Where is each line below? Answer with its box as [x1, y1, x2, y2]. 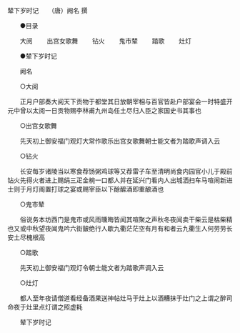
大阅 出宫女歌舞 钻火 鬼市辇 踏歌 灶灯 [19, 36, 191, 45]
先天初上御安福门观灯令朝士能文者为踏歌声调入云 [19, 264, 164, 272]
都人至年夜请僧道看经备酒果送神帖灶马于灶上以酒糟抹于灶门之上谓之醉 [19, 294, 226, 302]
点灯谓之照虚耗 [38, 303, 83, 311]
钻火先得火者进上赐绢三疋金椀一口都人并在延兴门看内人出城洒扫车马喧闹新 [7, 176, 226, 184]
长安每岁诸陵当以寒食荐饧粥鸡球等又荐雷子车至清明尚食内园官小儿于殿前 [19, 167, 233, 175]
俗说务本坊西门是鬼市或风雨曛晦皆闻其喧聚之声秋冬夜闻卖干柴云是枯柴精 [19, 215, 233, 224]
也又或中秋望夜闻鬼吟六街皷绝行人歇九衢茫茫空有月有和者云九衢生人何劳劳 [7, 224, 226, 232]
